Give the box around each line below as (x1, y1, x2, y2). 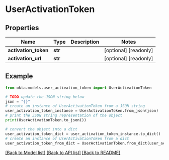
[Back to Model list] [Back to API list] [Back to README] (5, 149, 121, 156)
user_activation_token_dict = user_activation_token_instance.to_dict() (5, 131, 161, 136)
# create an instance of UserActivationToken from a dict (5, 136, 129, 141)
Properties (5, 24, 39, 32)
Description (70, 39, 100, 45)
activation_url (8, 55, 42, 62)
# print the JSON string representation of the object (5, 113, 123, 118)
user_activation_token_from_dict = (5, 140, 80, 146)
